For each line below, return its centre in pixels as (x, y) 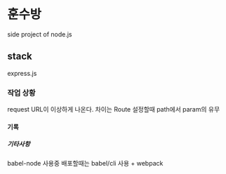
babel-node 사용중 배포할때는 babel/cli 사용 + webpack (85, 163)
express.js (22, 73)
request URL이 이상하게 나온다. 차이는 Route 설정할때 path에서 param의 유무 (114, 109)
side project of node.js (40, 34)
